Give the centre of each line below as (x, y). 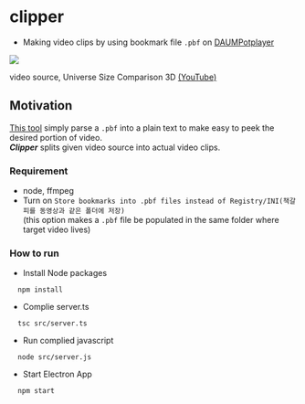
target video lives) (57, 229)
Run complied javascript (68, 341)
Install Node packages (65, 273)
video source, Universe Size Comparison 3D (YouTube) (113, 77)
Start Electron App (58, 374)
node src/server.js (55, 357)
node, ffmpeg (48, 191)
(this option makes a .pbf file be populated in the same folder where (151, 220)
